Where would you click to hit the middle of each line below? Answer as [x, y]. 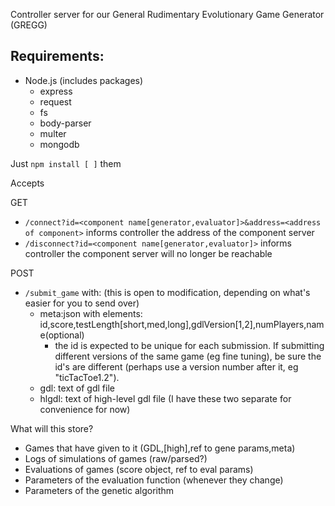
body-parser [65, 123]
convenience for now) [85, 409]
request [55, 101]
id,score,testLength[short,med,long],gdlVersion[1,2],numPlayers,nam [182, 324]
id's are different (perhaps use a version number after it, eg [176, 366]
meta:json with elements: [91, 313]
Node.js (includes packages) [84, 80]
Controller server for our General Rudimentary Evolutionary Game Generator [167, 14]
